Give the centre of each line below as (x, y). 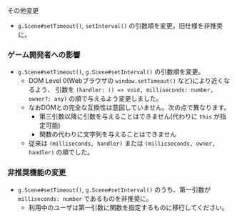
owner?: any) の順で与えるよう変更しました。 (95, 99)
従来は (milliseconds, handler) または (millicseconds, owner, (122, 143)
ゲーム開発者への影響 (44, 54)
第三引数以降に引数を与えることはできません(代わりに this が (130, 117)
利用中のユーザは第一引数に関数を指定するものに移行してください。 (128, 207)
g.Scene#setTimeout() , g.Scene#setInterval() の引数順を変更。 (111, 72)
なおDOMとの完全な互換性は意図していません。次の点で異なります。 (129, 108)
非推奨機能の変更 (37, 172)
